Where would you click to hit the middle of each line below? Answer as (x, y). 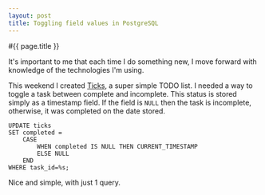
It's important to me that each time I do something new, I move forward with (132, 62)
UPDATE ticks (30, 125)
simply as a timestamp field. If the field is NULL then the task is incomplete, (130, 102)
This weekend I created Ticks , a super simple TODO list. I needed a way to (131, 86)
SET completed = (35, 133)
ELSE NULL (53, 153)
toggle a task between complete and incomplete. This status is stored (123, 94)
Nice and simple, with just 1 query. (65, 182)
